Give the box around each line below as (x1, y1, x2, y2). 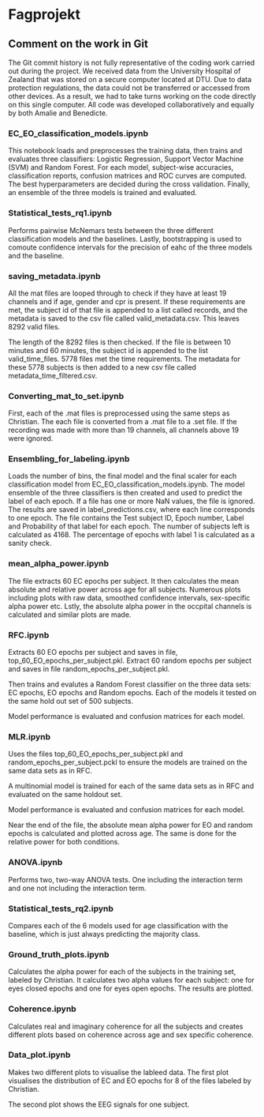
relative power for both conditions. (8, 837, 121, 847)
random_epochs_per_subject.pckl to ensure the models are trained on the (8, 758, 247, 767)
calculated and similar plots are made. (8, 610, 132, 619)
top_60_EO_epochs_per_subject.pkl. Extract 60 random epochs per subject (8, 656, 252, 665)
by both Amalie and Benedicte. (8, 108, 108, 118)
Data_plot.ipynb (8, 1049, 71, 1060)
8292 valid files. (8, 322, 61, 331)
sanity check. (8, 539, 52, 548)
